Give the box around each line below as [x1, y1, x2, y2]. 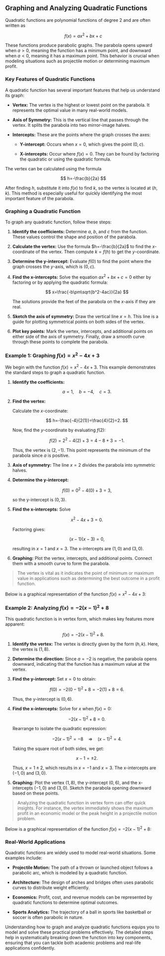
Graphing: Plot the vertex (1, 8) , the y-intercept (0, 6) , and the [12, 780, 138, 786]
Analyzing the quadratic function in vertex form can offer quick [17, 800, 146, 806]
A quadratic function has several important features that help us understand [5, 87, 160, 93]
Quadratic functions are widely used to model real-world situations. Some [5, 850, 156, 856]
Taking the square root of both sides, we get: [12, 745, 104, 752]
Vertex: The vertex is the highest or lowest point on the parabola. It [12, 102, 150, 108]
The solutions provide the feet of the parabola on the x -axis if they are [12, 298, 156, 304]
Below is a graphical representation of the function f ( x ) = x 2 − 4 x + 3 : [5, 590, 147, 597]
